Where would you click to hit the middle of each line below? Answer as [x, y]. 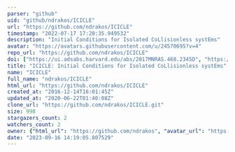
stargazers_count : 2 [37, 118]
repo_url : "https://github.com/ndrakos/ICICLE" [78, 53]
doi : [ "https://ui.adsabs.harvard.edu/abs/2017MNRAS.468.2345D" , [104, 60]
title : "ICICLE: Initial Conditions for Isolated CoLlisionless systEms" [117, 66]
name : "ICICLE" [29, 72]
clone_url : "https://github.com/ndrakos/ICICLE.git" [86, 105]
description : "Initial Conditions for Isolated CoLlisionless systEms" [114, 40]
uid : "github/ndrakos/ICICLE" [51, 20]
